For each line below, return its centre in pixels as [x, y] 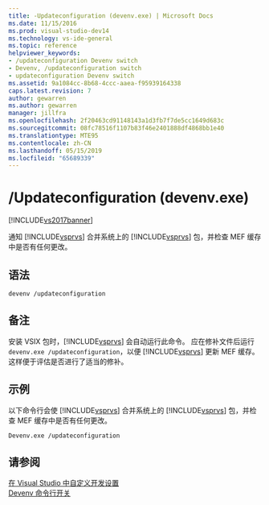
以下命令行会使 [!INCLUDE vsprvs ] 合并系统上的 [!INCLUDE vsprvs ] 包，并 [129, 410]
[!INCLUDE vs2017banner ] [51, 220]
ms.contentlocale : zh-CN [50, 143]
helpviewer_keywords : [45, 53]
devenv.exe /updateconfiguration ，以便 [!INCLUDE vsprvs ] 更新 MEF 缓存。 [134, 351]
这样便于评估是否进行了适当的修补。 [68, 361]
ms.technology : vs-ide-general [61, 38]
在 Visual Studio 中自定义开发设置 [63, 483]
